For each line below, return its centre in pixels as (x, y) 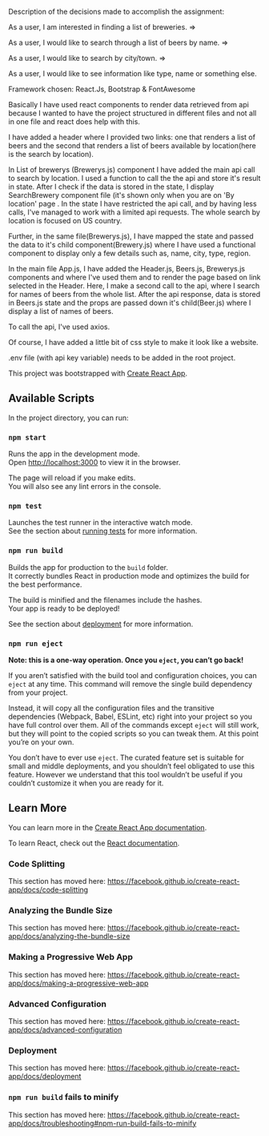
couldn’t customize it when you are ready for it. (86, 783)
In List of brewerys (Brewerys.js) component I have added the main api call (132, 170)
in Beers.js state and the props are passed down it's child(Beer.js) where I (130, 303)
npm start (27, 437)
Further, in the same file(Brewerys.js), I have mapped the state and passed (131, 236)
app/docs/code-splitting (48, 890)
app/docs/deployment (45, 1077)
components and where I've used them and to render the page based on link (135, 277)
